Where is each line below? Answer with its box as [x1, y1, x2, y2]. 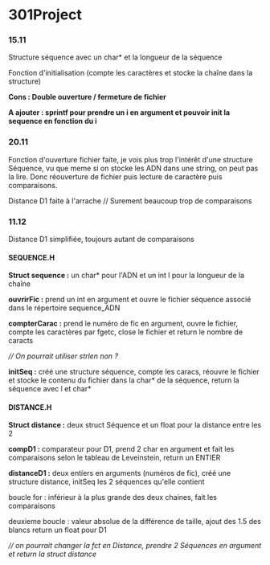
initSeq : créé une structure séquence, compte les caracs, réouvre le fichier [8, 367, 260, 377]
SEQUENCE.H [8, 252, 55, 262]
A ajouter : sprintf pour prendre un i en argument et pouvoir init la [8, 108, 231, 117]
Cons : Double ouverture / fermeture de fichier [8, 92, 166, 102]
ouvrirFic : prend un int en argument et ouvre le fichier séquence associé [8, 295, 252, 305]
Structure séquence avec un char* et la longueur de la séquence [8, 52, 223, 62]
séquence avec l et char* [8, 384, 92, 394]
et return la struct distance [8, 549, 97, 559]
